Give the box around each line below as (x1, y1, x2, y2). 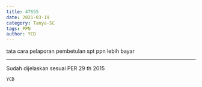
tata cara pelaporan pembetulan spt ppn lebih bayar (6, 47, 135, 55)
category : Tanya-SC (6, 20, 55, 26)
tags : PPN (6, 25, 31, 32)
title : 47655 (6, 8, 39, 15)
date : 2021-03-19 (6, 14, 50, 20)
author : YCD (6, 31, 36, 37)
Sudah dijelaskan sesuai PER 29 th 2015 (6, 65, 105, 72)
